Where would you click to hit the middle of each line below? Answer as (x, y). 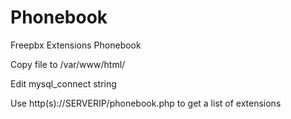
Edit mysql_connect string (63, 83)
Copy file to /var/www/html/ (68, 64)
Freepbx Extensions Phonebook (76, 45)
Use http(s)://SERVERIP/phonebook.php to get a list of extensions (146, 103)
